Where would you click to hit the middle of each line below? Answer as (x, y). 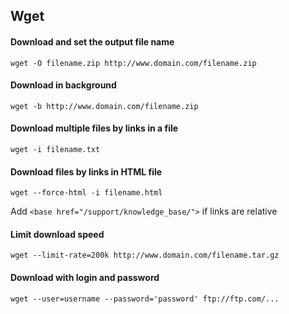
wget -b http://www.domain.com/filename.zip (104, 106)
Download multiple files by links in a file (94, 128)
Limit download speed (57, 234)
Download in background (63, 85)
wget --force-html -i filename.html (86, 193)
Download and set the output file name (92, 41)
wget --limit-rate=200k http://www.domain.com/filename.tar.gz (145, 255)
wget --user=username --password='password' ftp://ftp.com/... (145, 299)
